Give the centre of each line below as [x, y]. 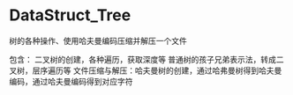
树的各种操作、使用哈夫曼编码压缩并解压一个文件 [98, 40]
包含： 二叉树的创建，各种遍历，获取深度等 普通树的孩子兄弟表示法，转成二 [146, 59]
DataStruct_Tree [70, 15]
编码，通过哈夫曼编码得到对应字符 [71, 81]
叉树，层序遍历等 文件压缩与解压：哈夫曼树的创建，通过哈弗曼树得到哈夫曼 [146, 70]
